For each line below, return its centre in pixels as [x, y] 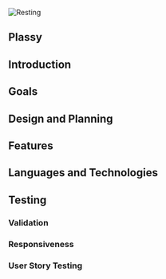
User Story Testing [45, 265]
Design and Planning [61, 118]
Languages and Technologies [83, 173]
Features [31, 145]
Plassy [25, 37]
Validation [29, 222]
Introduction [40, 64]
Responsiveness [41, 244]
